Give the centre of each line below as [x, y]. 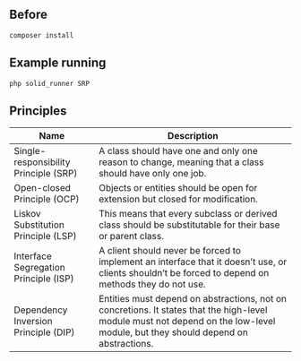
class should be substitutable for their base [189, 225]
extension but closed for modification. [178, 199]
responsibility [42, 162]
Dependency [41, 310]
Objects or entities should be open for [178, 188]
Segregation [39, 268]
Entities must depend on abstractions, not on [193, 299]
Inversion [33, 322]
